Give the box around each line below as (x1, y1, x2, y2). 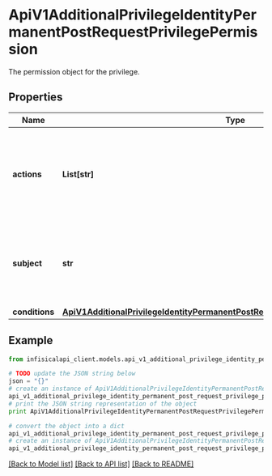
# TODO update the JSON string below (8, 370, 136, 378)
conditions (12, 306, 55, 317)
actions (12, 168, 42, 180)
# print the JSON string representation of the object (8, 399, 198, 408)
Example (8, 334, 53, 347)
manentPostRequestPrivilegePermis (8, 23, 258, 41)
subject (12, 257, 43, 269)
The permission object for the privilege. (8, 66, 140, 76)
